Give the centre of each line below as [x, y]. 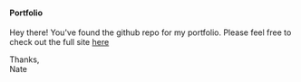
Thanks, [24, 59]
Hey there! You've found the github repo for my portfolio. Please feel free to [150, 32]
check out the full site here [59, 42]
